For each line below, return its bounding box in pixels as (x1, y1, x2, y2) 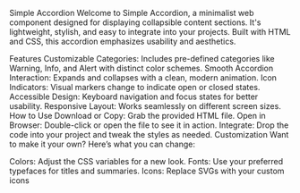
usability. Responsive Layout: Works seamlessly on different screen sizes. (9, 101, 282, 111)
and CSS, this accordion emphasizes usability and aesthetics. (9, 36, 236, 46)
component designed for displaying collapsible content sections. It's (9, 17, 261, 28)
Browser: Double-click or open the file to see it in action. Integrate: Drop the (9, 120, 289, 130)
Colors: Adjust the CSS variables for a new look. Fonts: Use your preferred (9, 156, 284, 166)
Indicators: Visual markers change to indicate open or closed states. (9, 82, 261, 92)
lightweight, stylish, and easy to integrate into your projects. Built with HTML (9, 27, 291, 37)
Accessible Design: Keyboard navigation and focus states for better (9, 91, 259, 102)
